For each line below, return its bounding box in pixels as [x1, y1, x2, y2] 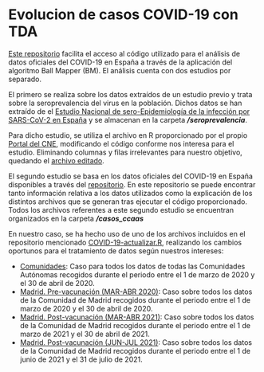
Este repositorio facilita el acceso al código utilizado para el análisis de [8, 49, 241, 58]
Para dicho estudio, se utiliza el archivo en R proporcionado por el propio [8, 130, 248, 140]
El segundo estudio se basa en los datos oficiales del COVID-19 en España [8, 171, 254, 181]
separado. [8, 74, 42, 84]
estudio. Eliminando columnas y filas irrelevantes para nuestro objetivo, [8, 147, 243, 157]
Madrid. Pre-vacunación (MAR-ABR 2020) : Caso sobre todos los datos [19, 287, 253, 296]
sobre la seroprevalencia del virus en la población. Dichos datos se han [8, 98, 242, 108]
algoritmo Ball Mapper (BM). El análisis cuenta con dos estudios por [8, 65, 231, 75]
